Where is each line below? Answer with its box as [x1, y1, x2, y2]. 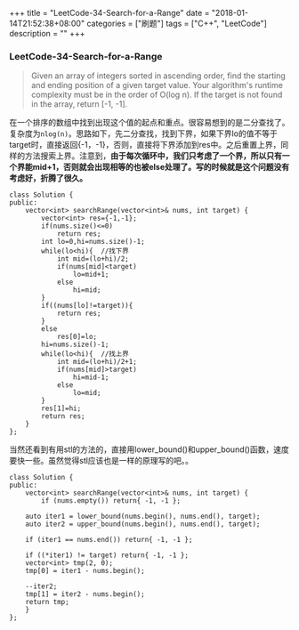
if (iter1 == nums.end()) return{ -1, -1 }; [25, 536, 193, 545]
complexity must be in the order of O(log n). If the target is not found [30, 89, 283, 101]
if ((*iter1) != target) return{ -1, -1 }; [25, 551, 190, 560]
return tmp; [25, 598, 69, 607]
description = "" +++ [9, 28, 86, 38]
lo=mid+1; [72, 271, 109, 279]
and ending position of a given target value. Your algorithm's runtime [30, 80, 283, 91]
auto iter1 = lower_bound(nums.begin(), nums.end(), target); [25, 512, 261, 521]
